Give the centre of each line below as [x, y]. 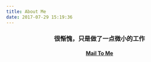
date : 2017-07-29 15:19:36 [39, 17]
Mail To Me [99, 53]
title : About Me [26, 12]
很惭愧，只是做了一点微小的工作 [99, 39]
